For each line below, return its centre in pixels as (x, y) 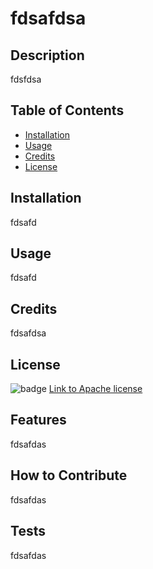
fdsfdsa (26, 79)
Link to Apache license (95, 389)
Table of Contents (67, 110)
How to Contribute (69, 475)
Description (47, 55)
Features (38, 420)
